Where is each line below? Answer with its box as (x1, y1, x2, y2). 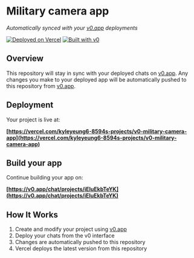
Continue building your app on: (6, 174, 83, 181)
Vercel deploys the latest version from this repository (15, 245, 147, 252)
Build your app (6, 158, 62, 168)
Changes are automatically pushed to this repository (15, 239, 146, 246)
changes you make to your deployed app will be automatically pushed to (6, 76, 187, 83)
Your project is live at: (6, 116, 60, 123)
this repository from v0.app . (6, 82, 76, 89)
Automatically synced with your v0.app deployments (6, 24, 138, 31)
